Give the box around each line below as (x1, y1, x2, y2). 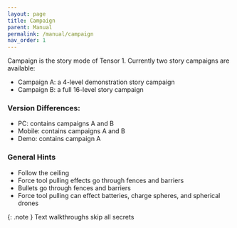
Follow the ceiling (17, 168, 70, 177)
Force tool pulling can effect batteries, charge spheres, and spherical (17, 191, 221, 199)
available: (7, 64, 36, 73)
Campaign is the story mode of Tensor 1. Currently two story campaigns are (7, 56, 230, 65)
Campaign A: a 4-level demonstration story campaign (17, 78, 176, 86)
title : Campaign (7, 17, 56, 24)
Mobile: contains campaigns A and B (17, 127, 126, 135)
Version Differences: (7, 103, 80, 113)
